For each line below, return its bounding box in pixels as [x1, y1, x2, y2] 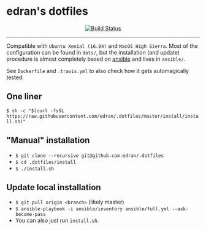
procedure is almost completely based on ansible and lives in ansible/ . [6, 55, 186, 63]
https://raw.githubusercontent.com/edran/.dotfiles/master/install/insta [6, 113, 199, 119]
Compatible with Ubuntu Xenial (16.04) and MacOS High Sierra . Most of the [6, 42, 198, 50]
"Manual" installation [6, 135, 90, 145]
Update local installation [6, 182, 101, 193]
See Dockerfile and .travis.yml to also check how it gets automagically [6, 67, 189, 74]
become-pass [15, 212, 46, 218]
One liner [6, 91, 42, 102]
